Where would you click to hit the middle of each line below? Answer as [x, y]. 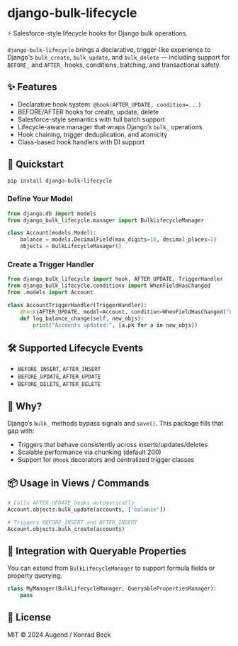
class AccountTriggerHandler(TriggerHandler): [77, 306]
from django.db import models [52, 214]
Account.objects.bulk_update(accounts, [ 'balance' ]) [87, 510]
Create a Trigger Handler [51, 264]
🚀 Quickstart [35, 165]
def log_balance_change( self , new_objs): [82, 318]
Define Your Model [40, 199]
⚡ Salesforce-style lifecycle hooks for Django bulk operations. [97, 33]
